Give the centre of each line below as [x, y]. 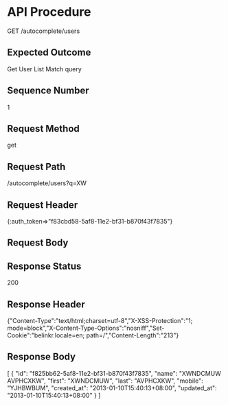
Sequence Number [48, 91]
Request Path [36, 166]
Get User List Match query [45, 69]
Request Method [44, 129]
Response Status [44, 266]
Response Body [42, 357]
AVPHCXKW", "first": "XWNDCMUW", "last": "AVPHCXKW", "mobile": [105, 381]
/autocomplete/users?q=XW [47, 183]
